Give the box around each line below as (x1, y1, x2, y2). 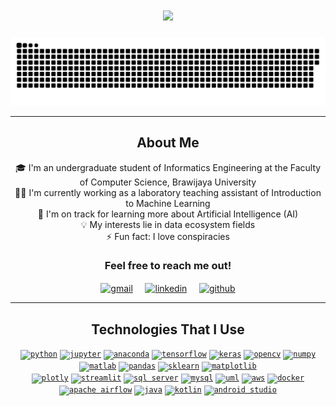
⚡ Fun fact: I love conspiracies (106, 230, 230, 242)
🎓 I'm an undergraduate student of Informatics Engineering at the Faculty (14, 161, 322, 173)
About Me (136, 134, 200, 152)
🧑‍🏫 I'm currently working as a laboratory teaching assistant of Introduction (14, 186, 322, 198)
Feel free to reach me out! (104, 259, 232, 273)
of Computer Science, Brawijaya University (79, 176, 257, 188)
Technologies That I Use (91, 321, 245, 338)
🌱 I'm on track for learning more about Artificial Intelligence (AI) (37, 208, 299, 220)
